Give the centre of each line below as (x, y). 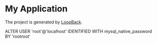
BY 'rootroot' (18, 36)
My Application (36, 9)
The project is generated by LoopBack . (44, 22)
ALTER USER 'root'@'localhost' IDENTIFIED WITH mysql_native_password (78, 31)
